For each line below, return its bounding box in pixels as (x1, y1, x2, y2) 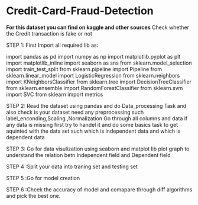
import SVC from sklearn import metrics (6, 91, 103, 98)
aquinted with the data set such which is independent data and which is (6, 127, 181, 134)
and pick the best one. (6, 192, 61, 199)
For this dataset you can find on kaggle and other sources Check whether (6, 24, 189, 31)
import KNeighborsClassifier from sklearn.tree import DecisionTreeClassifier (6, 78, 192, 85)
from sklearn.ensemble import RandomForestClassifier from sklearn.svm (6, 84, 183, 91)
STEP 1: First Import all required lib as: (6, 41, 99, 49)
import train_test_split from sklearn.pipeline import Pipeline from (6, 65, 163, 72)
